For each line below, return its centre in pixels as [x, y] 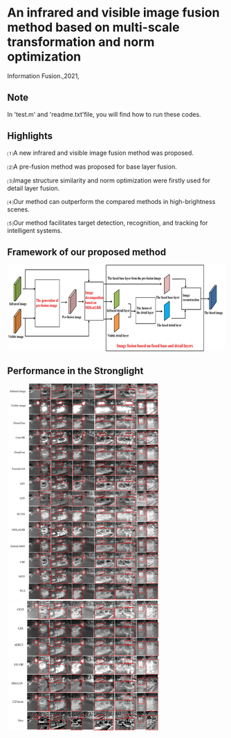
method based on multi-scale [93, 27]
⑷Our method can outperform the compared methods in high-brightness [111, 201]
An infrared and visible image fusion [113, 13]
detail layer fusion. [34, 188]
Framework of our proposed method [87, 252]
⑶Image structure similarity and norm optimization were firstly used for [109, 180]
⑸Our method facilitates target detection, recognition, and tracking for [108, 223]
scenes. [18, 209]
